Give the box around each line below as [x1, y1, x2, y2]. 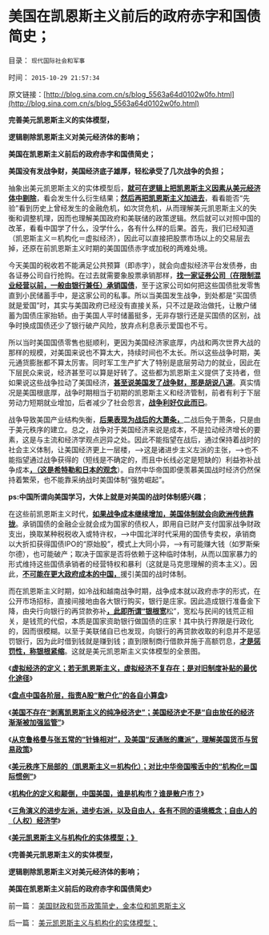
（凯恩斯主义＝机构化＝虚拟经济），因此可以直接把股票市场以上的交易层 [8, 233, 243, 243]
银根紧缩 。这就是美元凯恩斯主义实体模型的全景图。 [35, 646, 205, 656]
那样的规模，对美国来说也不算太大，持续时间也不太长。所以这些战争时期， [8, 347, 254, 357]
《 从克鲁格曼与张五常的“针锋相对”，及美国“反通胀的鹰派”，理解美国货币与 [8, 735, 251, 744]
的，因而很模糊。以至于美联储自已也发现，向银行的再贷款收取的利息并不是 [8, 626, 254, 636]
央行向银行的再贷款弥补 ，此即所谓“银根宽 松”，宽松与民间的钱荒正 [29, 606, 247, 616]
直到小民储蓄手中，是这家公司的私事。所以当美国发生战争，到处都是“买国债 [8, 290, 258, 300]
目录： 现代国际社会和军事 [8, 55, 86, 65]
